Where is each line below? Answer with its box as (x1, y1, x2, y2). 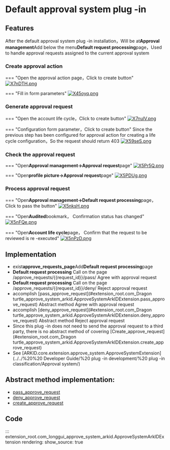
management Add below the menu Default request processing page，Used (5, 44, 162, 50)
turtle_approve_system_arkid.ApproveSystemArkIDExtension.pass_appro (12, 296, 165, 302)
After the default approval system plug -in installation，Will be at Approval (5, 38, 160, 44)
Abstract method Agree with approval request (39, 302, 134, 307)
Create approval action (5, 63, 63, 70)
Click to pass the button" (5, 203, 57, 209)
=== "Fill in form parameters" (5, 91, 67, 97)
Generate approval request (5, 103, 73, 110)
